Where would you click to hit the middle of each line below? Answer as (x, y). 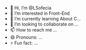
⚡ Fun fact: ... (24, 43)
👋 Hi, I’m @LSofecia (31, 8)
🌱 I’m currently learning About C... (45, 19)
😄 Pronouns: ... (26, 37)
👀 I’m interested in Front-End (40, 13)
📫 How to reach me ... (33, 30)
